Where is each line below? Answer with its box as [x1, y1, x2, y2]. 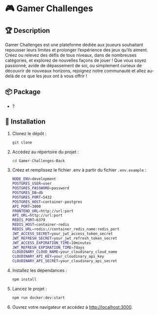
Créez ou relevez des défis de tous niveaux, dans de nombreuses [5, 52, 137, 58]
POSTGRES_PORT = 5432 [12, 194, 52, 200]
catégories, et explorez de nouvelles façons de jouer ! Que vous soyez [5, 57, 147, 63]
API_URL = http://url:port [12, 213, 63, 218]
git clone [12, 140, 33, 145]
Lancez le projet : [12, 286, 47, 291]
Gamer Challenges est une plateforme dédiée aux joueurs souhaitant [5, 42, 143, 48]
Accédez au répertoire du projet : [12, 149, 79, 155]
